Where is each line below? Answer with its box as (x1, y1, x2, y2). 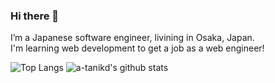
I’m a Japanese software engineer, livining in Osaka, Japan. (10, 32, 255, 44)
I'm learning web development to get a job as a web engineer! (10, 42, 265, 54)
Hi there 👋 (10, 9, 60, 23)
